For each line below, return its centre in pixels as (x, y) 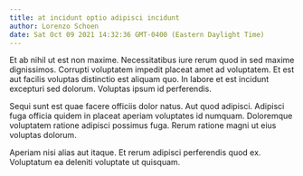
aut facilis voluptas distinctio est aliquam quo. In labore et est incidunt (139, 79)
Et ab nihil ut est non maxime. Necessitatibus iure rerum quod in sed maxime (152, 60)
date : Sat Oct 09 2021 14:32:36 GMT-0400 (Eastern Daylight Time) (137, 34)
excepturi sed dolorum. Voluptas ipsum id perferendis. (111, 89)
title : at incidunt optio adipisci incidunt (95, 18)
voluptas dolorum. (43, 135)
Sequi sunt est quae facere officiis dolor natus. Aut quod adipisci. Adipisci (147, 107)
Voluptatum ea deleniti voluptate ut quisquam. (95, 162)
